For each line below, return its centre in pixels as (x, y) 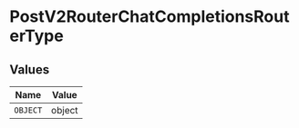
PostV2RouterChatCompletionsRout (149, 17)
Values (30, 69)
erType (36, 36)
